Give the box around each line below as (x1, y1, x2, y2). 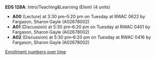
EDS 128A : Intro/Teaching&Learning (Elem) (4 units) (5, 4, 111, 10)
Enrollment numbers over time (5, 49, 66, 55)
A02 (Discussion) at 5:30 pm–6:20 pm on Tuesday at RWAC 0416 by (12, 34, 151, 40)
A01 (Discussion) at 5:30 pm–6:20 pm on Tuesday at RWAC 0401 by (12, 24, 151, 30)
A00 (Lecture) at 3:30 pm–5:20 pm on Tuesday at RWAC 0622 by (12, 14, 145, 19)
